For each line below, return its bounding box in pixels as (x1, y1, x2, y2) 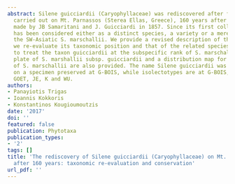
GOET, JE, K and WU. (13, 75, 73, 83)
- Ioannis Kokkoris (7, 95, 64, 102)
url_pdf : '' (7, 166, 42, 174)
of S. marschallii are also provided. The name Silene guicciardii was (13, 62, 227, 69)
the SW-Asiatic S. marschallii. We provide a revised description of (13, 36, 220, 43)
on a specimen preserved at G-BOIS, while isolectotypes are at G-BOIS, (13, 69, 230, 76)
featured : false (7, 120, 55, 128)
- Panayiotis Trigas (7, 88, 68, 95)
